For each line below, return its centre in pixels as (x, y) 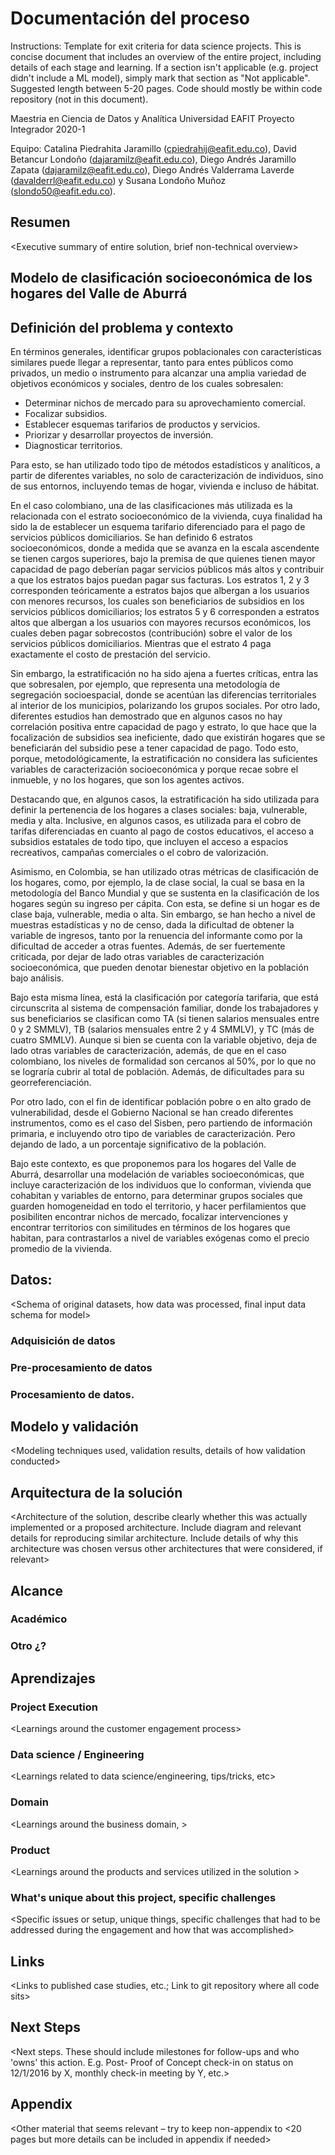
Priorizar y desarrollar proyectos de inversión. (119, 434)
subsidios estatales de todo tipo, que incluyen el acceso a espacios (149, 841)
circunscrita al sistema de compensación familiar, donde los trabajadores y (164, 1008)
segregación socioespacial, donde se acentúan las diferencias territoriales (163, 694)
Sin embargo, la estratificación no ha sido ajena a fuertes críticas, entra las (164, 673)
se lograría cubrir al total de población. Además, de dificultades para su (157, 1071)
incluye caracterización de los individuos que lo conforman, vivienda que (161, 1184)
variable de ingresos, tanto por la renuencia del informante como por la (156, 935)
